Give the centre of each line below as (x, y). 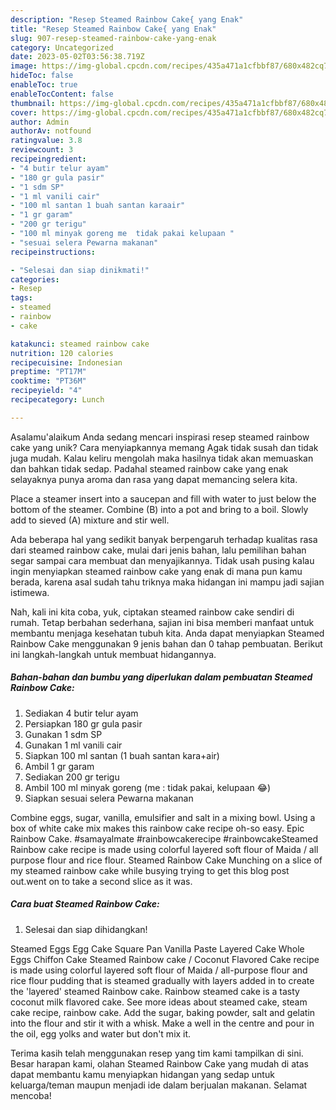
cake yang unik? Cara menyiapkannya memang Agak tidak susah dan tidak (164, 447)
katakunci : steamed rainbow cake (80, 344)
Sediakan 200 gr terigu (72, 777)
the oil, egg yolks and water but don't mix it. (101, 1033)
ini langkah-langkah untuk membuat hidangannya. (113, 654)
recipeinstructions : (53, 252)
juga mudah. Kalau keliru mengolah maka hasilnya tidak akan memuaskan (162, 458)
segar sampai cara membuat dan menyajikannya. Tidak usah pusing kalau (162, 560)
